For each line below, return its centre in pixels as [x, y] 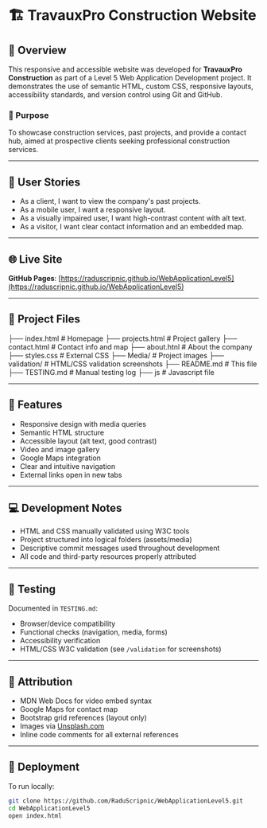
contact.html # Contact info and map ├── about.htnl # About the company [130, 346]
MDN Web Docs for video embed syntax [86, 701]
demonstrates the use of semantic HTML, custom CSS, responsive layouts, [131, 86]
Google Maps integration [60, 458]
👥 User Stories [44, 182]
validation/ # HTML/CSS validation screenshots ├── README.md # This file [133, 364]
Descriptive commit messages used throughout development [120, 548]
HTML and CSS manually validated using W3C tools [104, 531]
